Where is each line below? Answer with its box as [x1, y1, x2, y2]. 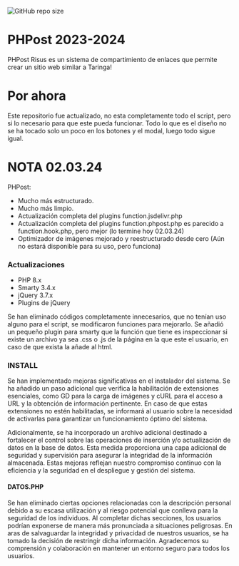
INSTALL [7, 361, 38, 371]
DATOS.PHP [7, 483, 44, 491]
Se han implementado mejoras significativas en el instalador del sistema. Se [7, 376, 230, 385]
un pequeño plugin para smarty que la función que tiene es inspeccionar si [7, 328, 228, 336]
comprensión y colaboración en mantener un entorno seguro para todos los [7, 544, 230, 552]
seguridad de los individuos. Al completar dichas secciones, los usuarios [7, 513, 221, 522]
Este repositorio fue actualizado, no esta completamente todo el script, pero [7, 111, 231, 120]
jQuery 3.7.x [17, 291, 54, 299]
